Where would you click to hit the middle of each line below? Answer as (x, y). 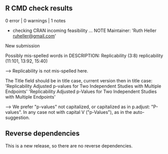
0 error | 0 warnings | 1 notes (36, 20)
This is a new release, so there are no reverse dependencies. (69, 146)
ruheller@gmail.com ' (34, 36)
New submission (23, 46)
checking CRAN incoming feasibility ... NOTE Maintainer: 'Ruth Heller (85, 30)
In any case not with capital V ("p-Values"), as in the (77, 112)
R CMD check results (39, 8)
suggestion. (18, 117)
